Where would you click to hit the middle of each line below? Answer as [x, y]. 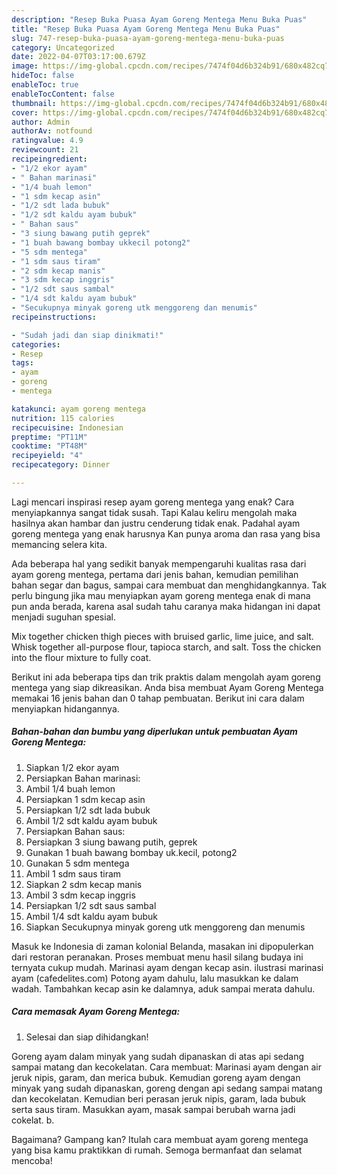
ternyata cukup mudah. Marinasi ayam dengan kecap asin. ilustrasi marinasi [167, 967]
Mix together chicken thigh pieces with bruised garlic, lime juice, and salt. [162, 636]
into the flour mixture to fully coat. [81, 657]
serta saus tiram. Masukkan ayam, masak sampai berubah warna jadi [153, 1109]
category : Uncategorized [63, 47]
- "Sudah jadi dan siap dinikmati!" [87, 335]
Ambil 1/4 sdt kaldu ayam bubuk [92, 916]
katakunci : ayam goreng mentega [78, 409]
